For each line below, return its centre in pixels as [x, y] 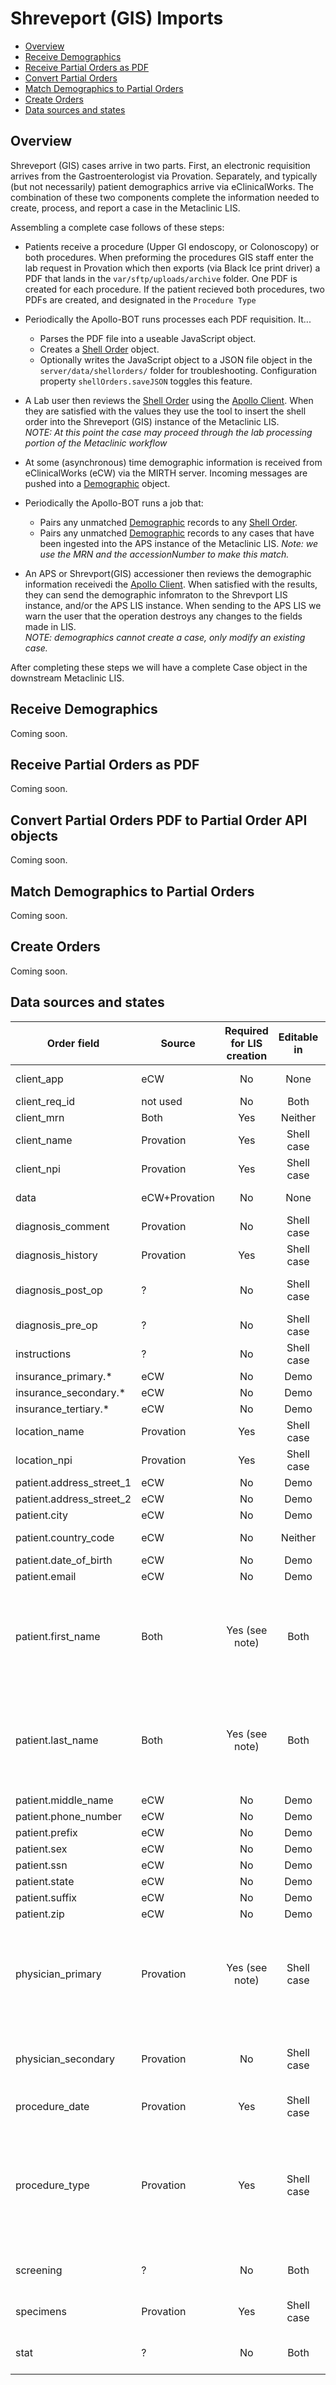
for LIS [246, 1043]
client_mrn [40, 1117]
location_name [50, 1431]
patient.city [41, 1515]
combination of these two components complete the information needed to [165, 197]
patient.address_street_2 [73, 1499]
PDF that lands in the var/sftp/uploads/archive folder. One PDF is [161, 278]
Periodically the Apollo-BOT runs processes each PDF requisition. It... [168, 319]
